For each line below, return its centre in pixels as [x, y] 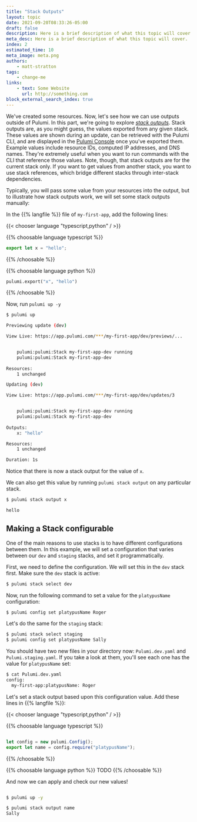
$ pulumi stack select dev [39, 584]
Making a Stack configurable [60, 529]
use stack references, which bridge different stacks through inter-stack [93, 172]
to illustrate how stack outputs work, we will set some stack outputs [88, 197]
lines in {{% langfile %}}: [36, 703]
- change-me [31, 77]
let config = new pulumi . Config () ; [50, 742]
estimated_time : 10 [30, 50]
